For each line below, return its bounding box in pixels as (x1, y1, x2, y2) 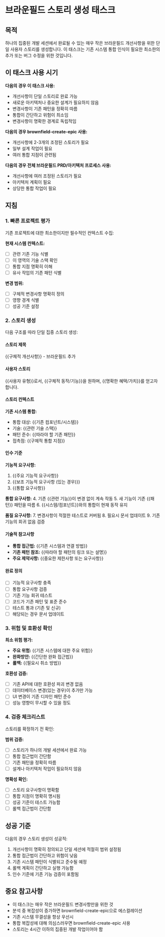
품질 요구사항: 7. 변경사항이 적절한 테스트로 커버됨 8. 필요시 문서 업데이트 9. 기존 (5, 512, 161, 518)
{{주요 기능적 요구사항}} (12, 472, 59, 478)
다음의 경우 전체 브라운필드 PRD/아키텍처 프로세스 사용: (5, 162, 112, 168)
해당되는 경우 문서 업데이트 (12, 611, 65, 617)
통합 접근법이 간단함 (12, 753, 51, 759)
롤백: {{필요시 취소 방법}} (12, 660, 62, 666)
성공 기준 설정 (12, 303, 39, 309)
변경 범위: (5, 280, 24, 286)
